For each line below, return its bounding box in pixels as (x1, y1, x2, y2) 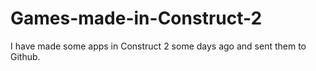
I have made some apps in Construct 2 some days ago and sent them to (10, 40, 307, 52)
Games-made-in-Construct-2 (10, 7, 263, 30)
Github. (10, 50, 41, 62)
